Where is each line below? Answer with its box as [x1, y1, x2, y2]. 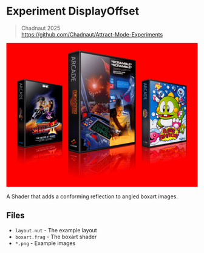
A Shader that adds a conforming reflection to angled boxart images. [6, 193, 178, 200]
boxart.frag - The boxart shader [15, 233, 97, 240]
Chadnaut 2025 [21, 24, 61, 32]
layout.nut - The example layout [15, 226, 97, 234]
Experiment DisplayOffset [6, 4, 140, 18]
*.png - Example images [15, 239, 76, 247]
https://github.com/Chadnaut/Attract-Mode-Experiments [21, 30, 163, 38]
